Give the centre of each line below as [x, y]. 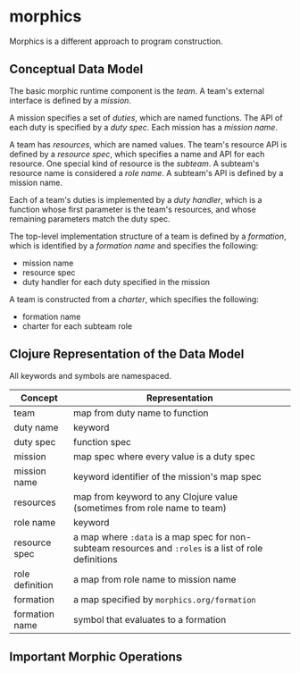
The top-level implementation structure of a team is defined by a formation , [148, 236]
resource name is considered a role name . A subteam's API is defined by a [146, 172]
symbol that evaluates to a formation [150, 619]
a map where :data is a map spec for [150, 536]
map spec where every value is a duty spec [164, 456]
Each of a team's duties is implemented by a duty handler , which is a [136, 199]
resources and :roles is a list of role [187, 548]
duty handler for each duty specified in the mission [116, 282]
